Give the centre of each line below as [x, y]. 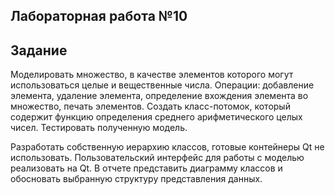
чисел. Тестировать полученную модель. [99, 128]
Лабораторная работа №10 [99, 16]
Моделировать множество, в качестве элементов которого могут [152, 75]
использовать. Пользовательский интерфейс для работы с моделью [157, 158]
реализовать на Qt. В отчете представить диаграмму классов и [146, 168]
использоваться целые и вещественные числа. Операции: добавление [162, 85]
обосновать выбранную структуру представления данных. [136, 179]
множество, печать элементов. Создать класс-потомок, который [150, 106]
